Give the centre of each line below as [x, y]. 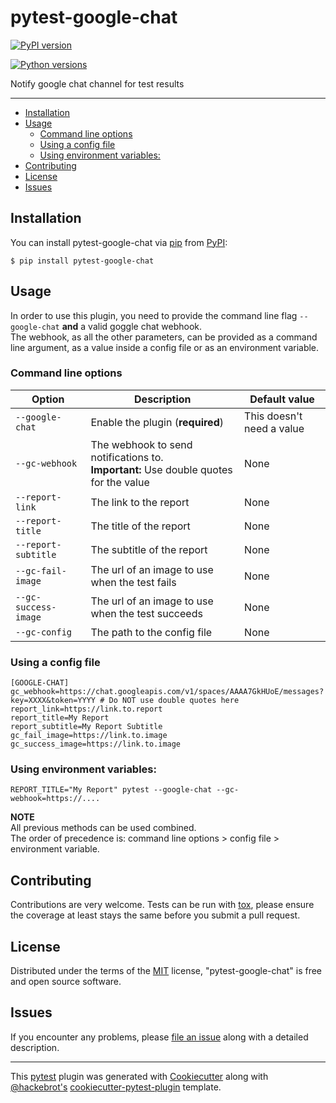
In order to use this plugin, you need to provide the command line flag [154, 315]
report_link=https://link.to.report [86, 709]
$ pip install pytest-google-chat [82, 261]
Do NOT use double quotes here [174, 701]
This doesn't [273, 416]
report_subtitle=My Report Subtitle [86, 727]
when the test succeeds [146, 613]
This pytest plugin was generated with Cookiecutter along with [139, 1076]
